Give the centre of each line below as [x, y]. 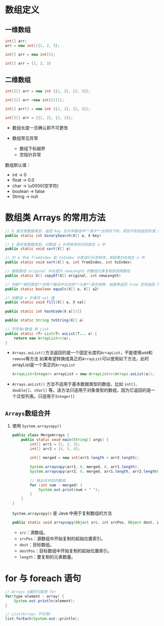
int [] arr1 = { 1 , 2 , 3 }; [55, 444]
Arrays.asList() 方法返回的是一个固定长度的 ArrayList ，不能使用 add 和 [82, 353]
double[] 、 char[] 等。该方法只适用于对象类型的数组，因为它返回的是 [82, 390]
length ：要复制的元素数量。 [47, 557]
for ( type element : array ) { [35, 596]
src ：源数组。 [33, 532]
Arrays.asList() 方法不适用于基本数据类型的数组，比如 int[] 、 [76, 384]
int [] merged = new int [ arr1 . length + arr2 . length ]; [85, 458]
